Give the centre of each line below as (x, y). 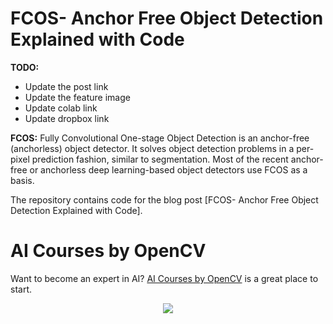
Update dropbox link (67, 118)
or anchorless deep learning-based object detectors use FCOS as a (168, 169)
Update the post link (66, 86)
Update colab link (61, 108)
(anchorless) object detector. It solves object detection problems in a (152, 148)
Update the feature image (77, 97)
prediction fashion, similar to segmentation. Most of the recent (160, 159)
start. (21, 289)
